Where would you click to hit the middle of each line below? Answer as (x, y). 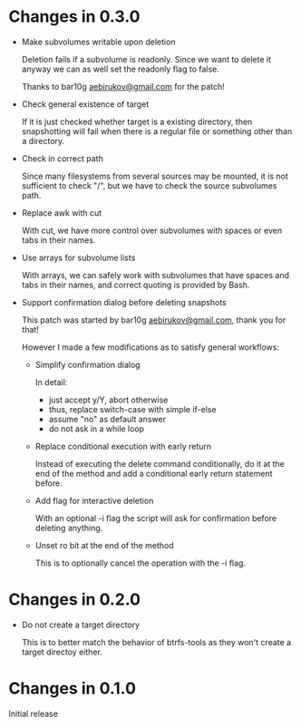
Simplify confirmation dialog (88, 364)
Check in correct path (62, 158)
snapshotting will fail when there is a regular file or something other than (157, 131)
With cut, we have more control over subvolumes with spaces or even (152, 230)
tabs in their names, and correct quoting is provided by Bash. (136, 285)
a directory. (43, 140)
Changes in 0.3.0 (74, 17)
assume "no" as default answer (107, 419)
